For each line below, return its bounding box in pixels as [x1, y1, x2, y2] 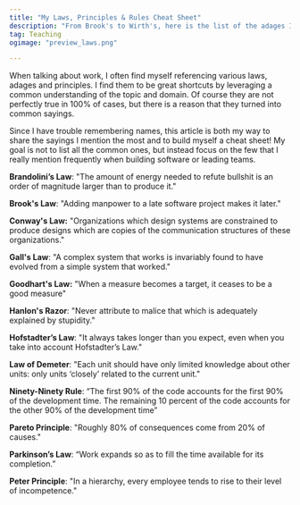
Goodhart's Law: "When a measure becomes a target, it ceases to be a [9, 279, 272, 290]
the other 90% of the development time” [9, 405, 158, 416]
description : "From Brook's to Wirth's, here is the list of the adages [9, 21, 286, 30]
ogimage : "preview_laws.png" [9, 38, 118, 47]
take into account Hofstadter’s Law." [9, 341, 143, 353]
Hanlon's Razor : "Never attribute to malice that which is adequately [9, 306, 258, 316]
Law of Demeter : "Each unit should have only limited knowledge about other [9, 359, 290, 370]
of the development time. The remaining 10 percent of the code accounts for [9, 395, 290, 407]
